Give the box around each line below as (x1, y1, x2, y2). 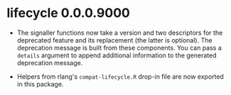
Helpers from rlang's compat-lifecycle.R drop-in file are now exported (16, 72, 225, 81)
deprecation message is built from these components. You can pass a (16, 43, 222, 52)
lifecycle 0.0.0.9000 (6, 5, 131, 21)
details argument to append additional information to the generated (16, 51, 217, 60)
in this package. (16, 79, 64, 88)
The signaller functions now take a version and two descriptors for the (16, 28, 223, 37)
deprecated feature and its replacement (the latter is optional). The (16, 35, 213, 44)
